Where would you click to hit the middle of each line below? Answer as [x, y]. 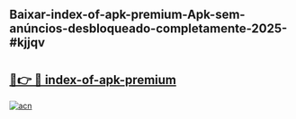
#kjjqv [27, 42]
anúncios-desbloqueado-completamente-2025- [148, 29]
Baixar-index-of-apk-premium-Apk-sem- [127, 15]
